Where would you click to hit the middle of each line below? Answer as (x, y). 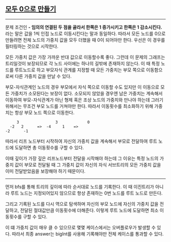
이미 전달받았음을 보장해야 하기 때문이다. (45, 171)
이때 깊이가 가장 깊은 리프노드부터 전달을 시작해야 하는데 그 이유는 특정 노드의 (82, 158)
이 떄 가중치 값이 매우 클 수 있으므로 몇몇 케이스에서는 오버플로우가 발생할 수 (81, 227)
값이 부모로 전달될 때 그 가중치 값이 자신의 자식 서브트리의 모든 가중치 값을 (88, 165)
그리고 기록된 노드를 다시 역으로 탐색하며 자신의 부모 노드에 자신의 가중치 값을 (82, 204)
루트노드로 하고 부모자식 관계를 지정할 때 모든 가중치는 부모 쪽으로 (80, 70)
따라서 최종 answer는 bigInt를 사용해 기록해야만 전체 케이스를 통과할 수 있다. (88, 234)
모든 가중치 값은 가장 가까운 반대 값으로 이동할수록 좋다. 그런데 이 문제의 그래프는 (85, 57)
